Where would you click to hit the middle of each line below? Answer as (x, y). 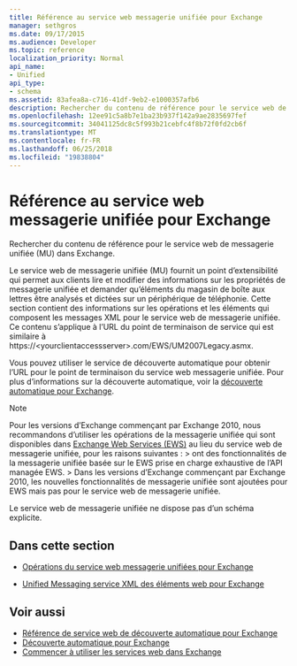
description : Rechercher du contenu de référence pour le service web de (148, 108)
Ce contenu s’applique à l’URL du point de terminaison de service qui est (141, 327)
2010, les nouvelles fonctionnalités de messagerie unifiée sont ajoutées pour (148, 482)
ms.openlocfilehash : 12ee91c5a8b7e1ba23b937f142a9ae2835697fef (128, 116)
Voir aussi (37, 612)
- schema (25, 91)
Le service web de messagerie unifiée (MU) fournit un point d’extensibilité (144, 271)
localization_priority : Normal (67, 58)
